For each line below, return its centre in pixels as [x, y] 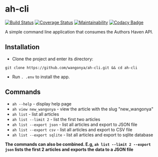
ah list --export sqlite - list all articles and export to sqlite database [83, 135]
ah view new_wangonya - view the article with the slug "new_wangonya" [83, 109]
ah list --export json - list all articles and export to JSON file [75, 124]
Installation [22, 47]
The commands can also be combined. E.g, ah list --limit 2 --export [78, 144]
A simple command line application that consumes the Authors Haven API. [79, 32]
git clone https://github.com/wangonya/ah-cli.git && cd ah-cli [71, 68]
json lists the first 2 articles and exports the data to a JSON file [69, 149]
